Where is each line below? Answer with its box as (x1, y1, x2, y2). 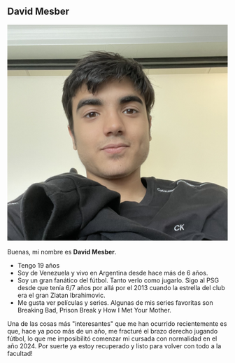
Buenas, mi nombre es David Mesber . (7, 247, 117, 256)
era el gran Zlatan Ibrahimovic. (17, 291, 106, 299)
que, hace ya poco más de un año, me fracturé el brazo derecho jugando (7, 327, 218, 335)
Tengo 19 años (17, 261, 60, 269)
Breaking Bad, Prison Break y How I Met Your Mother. (17, 306, 171, 314)
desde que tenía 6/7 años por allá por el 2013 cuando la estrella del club (17, 283, 225, 292)
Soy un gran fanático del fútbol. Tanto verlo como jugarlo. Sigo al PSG (17, 276, 219, 285)
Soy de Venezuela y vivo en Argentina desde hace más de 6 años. (17, 268, 208, 277)
